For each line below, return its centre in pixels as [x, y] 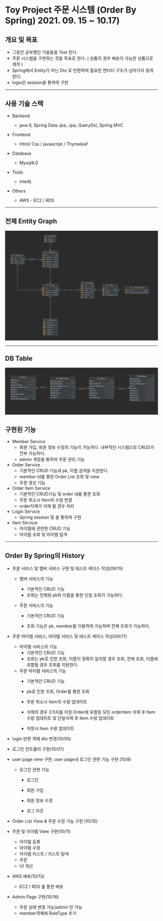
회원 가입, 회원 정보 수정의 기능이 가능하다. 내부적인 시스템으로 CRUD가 [87, 447]
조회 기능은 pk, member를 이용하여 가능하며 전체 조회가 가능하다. [88, 626]
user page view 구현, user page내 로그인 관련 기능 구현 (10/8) [72, 759]
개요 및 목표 [21, 40]
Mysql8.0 [29, 162]
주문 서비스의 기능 [36, 605]
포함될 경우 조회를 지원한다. [52, 665]
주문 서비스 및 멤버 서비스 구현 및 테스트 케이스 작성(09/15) [68, 568]
